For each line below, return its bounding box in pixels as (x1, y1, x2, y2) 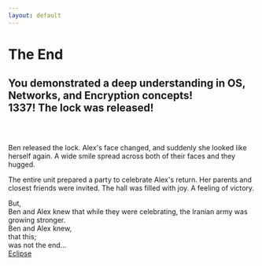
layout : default (8, 11, 61, 20)
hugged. (8, 159, 35, 169)
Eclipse (8, 249, 32, 258)
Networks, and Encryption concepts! (8, 89, 193, 102)
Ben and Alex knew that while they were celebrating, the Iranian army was (8, 206, 248, 216)
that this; (8, 231, 37, 241)
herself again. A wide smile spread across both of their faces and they (8, 151, 236, 161)
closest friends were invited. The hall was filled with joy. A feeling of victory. (8, 183, 254, 193)
